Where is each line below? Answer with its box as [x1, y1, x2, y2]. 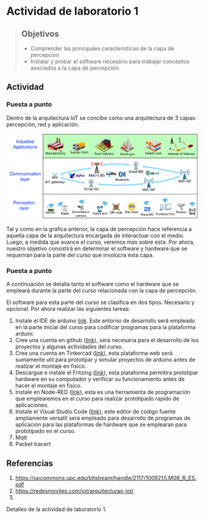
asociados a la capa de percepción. [30, 64, 120, 71]
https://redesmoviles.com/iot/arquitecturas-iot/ [15, 487, 134, 495]
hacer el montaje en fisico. [15, 382, 82, 389]
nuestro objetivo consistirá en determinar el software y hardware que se [6, 245, 188, 252]
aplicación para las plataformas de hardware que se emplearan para [15, 421, 187, 428]
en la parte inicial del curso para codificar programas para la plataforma [15, 324, 196, 331]
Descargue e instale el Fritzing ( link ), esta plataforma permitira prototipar [15, 369, 198, 376]
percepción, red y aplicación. [6, 120, 80, 128]
